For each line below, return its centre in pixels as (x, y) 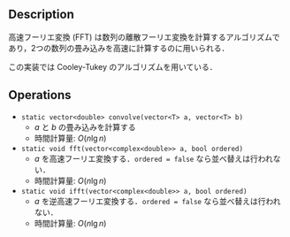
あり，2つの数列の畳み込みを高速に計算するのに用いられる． (119, 48)
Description (41, 15)
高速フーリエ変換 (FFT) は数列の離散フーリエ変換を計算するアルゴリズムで (144, 37)
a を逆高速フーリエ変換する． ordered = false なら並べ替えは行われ (157, 201)
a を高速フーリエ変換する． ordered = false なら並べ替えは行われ (153, 158)
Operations (40, 95)
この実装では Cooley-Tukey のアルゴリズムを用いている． (113, 66)
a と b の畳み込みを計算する (85, 126)
